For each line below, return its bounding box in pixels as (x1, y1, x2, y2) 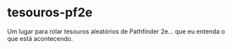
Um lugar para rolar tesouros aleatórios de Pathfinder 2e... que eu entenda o (7, 27, 225, 35)
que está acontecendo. (7, 34, 73, 42)
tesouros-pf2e (7, 5, 93, 20)
